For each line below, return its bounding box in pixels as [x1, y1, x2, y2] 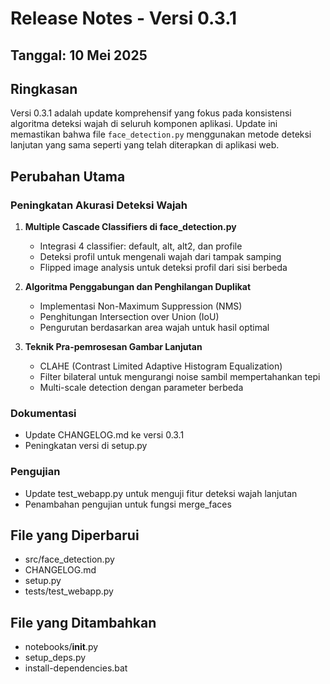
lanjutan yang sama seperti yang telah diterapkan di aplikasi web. [10, 139, 280, 151]
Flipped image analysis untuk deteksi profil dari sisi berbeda [39, 262, 288, 274]
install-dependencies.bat [24, 662, 128, 674]
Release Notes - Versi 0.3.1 [10, 7, 238, 30]
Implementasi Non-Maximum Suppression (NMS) [39, 300, 243, 312]
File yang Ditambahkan [10, 614, 157, 631]
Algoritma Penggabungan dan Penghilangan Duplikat [24, 281, 252, 293]
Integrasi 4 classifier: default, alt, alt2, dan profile [39, 240, 243, 252]
